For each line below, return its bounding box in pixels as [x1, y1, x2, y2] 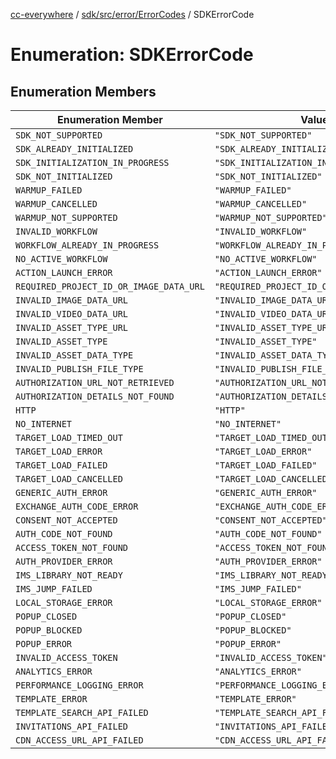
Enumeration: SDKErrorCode [10, 44, 254, 66]
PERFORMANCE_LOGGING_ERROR [15, 680, 144, 691]
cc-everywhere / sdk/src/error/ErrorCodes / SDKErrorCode [10, 9, 255, 20]
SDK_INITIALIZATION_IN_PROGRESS [15, 157, 170, 168]
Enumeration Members [10, 83, 157, 100]
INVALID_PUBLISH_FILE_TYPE [15, 364, 144, 374]
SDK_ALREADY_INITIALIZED [15, 144, 134, 154]
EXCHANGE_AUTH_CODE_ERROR [15, 501, 139, 512]
